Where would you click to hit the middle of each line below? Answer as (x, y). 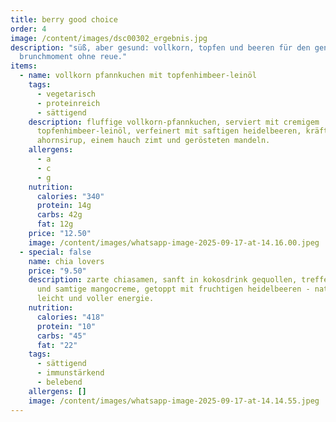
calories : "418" (70, 317)
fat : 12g (55, 224)
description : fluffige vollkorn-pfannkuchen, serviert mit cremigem (174, 122)
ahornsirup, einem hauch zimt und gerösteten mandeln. (153, 141)
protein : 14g (64, 206)
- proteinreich (68, 103)
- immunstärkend (70, 373)
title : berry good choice (64, 19)
